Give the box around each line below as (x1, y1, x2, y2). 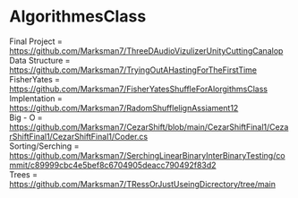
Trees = (9, 168, 38, 180)
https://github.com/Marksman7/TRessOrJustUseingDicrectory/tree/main (9, 178, 276, 189)
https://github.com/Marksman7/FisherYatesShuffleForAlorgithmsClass (9, 83, 268, 94)
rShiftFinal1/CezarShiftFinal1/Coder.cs (9, 131, 149, 142)
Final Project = (9, 36, 63, 47)
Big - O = (9, 112, 43, 123)
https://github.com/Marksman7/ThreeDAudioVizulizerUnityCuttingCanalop (9, 45, 284, 56)
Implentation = (9, 92, 63, 104)
